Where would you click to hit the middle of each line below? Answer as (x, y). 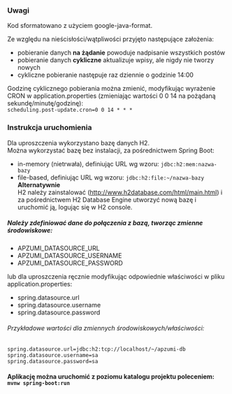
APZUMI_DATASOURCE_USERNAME (70, 255)
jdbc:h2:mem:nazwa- (189, 164)
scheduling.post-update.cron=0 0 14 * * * (70, 110)
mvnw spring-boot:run (39, 384)
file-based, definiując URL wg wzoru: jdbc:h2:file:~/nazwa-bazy (111, 177)
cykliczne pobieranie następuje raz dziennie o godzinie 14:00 (106, 75)
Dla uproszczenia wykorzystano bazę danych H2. (79, 143)
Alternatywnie (39, 184)
